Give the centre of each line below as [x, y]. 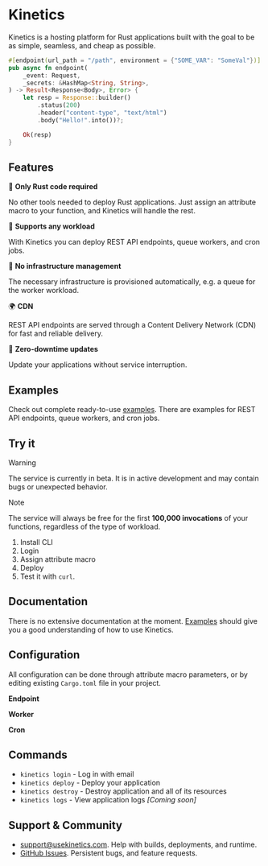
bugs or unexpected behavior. [58, 487]
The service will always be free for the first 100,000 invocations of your [128, 518]
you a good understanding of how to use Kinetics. [91, 629]
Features [31, 167]
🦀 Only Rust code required [53, 187]
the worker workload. [43, 291]
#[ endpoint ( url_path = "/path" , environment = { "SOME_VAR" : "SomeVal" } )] [135, 60]
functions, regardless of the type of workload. [85, 526]
